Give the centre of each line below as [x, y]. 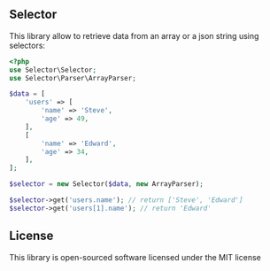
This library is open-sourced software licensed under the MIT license [135, 257]
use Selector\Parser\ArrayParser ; [73, 78]
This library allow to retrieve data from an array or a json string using [134, 35]
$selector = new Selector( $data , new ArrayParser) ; [106, 184]
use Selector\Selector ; [53, 70]
